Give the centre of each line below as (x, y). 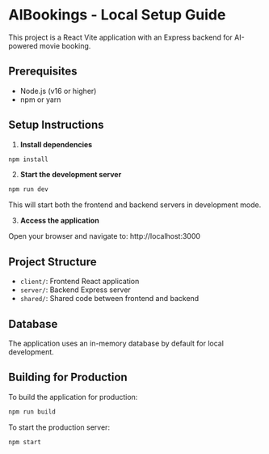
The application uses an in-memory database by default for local (116, 343)
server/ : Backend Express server (75, 290)
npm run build (32, 412)
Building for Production (68, 378)
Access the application (59, 221)
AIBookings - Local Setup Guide (117, 15)
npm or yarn (40, 100)
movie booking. (65, 45)
